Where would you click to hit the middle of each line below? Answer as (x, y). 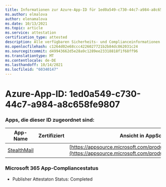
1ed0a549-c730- (105, 94)
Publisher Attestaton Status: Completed (52, 179)
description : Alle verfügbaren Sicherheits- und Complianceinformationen (83, 42)
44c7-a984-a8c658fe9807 (62, 105)
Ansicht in (132, 136)
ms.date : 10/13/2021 (26, 23)
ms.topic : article (24, 28)
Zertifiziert (51, 136)
